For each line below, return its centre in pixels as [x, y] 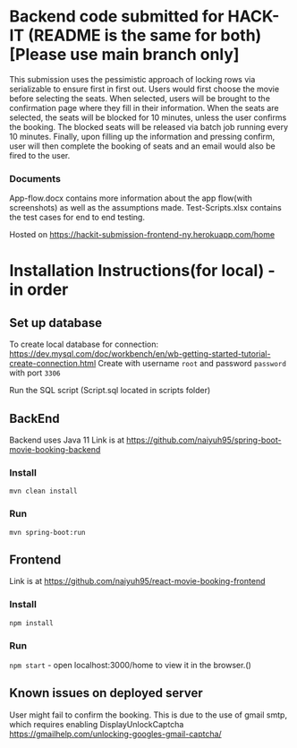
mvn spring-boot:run [48, 532]
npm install [31, 623]
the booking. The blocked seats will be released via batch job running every [149, 126]
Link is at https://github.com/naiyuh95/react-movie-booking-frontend [137, 581]
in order [39, 290]
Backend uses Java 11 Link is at [67, 440]
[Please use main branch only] [124, 55]
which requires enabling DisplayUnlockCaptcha [97, 724]
